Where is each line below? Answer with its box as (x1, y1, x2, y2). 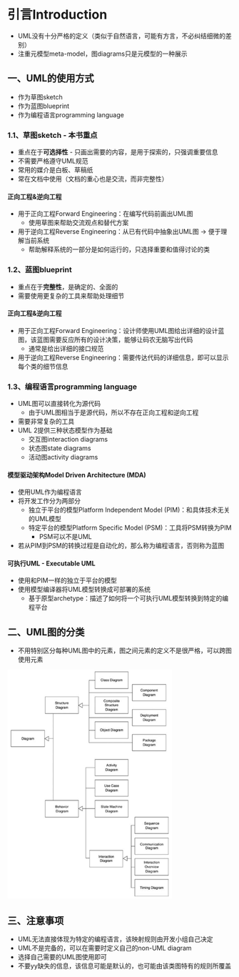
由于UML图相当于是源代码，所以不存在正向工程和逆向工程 (28, 408, 199, 417)
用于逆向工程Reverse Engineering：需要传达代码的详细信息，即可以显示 (17, 353, 229, 362)
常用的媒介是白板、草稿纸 (17, 166, 93, 174)
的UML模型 (28, 515, 62, 523)
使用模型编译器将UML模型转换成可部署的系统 (17, 585, 151, 594)
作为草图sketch (17, 92, 63, 101)
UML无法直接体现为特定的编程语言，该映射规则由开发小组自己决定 (17, 935, 213, 943)
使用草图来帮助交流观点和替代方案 (28, 219, 129, 227)
